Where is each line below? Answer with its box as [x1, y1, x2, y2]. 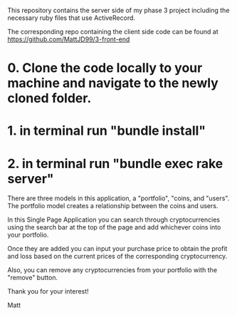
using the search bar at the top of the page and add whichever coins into [7, 223, 221, 232]
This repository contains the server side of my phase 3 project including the [7, 6, 230, 14]
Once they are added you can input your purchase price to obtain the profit [7, 244, 228, 253]
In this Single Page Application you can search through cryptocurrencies [7, 215, 221, 224]
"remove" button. [7, 274, 58, 282]
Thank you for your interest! [7, 287, 89, 296]
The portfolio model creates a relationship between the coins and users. [7, 202, 218, 210]
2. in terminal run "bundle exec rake [7, 155, 223, 172]
